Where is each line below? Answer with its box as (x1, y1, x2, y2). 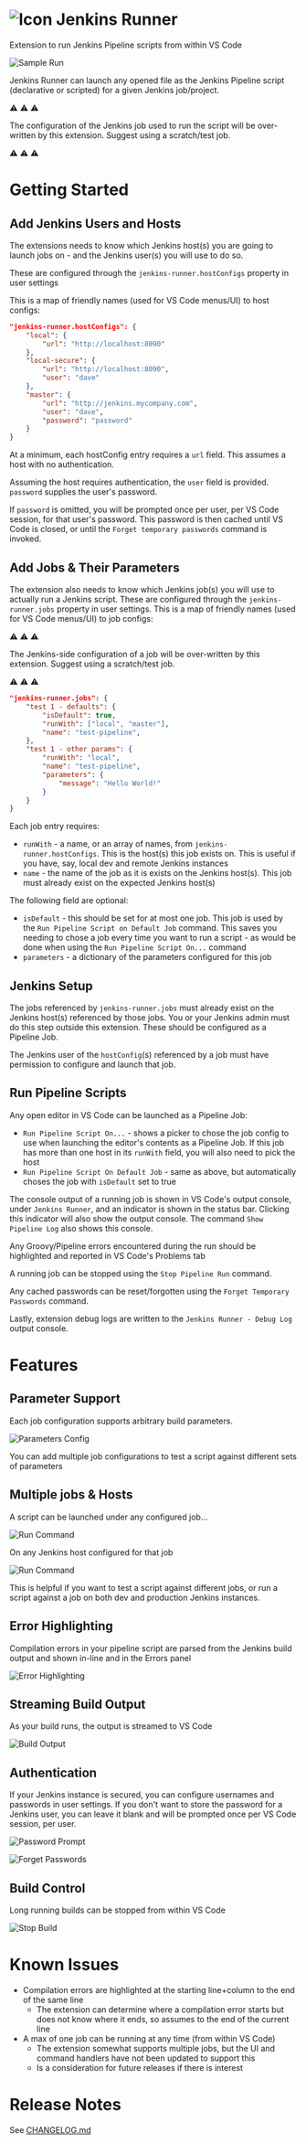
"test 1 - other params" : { (26, 745, 132, 754)
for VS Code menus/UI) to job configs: (9, 613, 153, 624)
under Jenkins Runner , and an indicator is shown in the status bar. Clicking (9, 1203, 290, 1214)
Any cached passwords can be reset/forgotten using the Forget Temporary (9, 1285, 290, 1296)
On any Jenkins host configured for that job (9, 1546, 174, 1558)
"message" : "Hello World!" (58, 778, 162, 788)
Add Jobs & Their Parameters (9, 560, 180, 575)
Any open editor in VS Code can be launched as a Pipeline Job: (9, 1109, 248, 1120)
